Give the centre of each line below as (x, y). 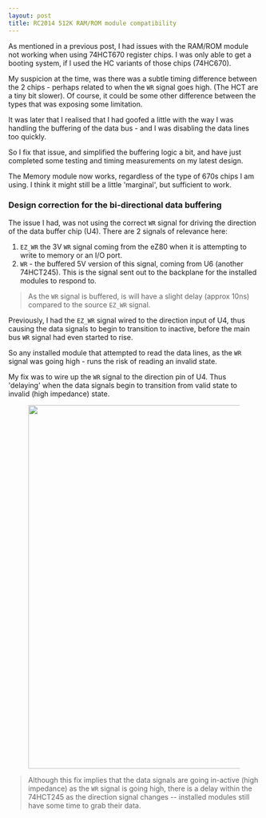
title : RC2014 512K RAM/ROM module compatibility (93, 23)
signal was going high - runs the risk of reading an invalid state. (113, 361)
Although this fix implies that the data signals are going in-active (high (143, 780)
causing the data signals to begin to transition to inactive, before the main (129, 328)
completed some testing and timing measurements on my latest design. (126, 160)
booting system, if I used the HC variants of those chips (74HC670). (120, 63)
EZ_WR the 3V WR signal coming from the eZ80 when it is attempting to (133, 247)
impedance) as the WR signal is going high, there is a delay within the (140, 788)
